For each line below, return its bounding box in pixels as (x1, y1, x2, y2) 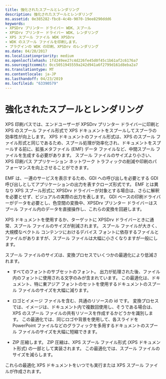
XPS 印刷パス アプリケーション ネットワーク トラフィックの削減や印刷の (5, 158, 153, 164)
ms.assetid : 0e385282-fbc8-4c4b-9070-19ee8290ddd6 (5, 16, 112, 21)
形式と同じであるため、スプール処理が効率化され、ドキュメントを (18, 140, 152, 146)
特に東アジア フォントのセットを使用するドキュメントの (34, 281, 148, 287)
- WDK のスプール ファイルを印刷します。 (5, 40, 80, 45)
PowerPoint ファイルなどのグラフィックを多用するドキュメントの (12, 323, 145, 328)
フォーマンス (5, 164, 31, 170)
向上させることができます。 (35, 164, 91, 170)
